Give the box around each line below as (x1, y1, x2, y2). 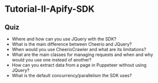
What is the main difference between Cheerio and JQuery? (11, 41, 132, 47)
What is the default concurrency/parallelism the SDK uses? (11, 73, 132, 78)
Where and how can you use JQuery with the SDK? (11, 36, 117, 42)
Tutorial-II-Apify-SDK (4, 3, 95, 15)
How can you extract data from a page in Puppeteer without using (11, 62, 147, 68)
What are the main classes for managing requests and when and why (11, 52, 154, 57)
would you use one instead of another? (11, 57, 92, 62)
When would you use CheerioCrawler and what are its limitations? (11, 47, 147, 52)
